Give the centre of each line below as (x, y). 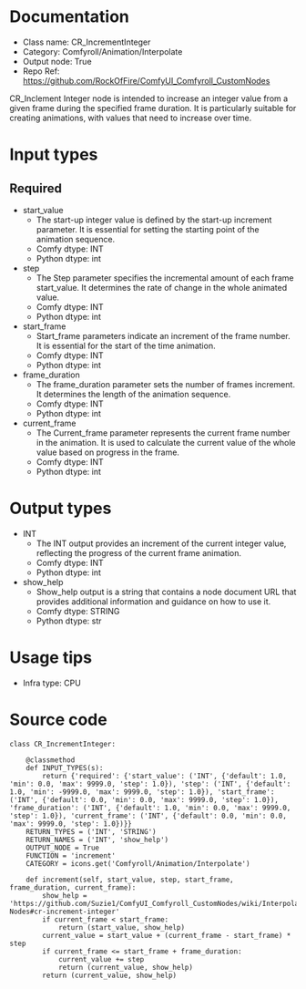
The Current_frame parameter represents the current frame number (163, 433)
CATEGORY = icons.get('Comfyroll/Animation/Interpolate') (138, 863)
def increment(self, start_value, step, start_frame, (130, 880)
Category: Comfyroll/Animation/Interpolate (102, 51)
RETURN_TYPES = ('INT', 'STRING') (91, 831)
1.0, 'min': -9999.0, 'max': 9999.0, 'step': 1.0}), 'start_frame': (142, 792)
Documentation (70, 17)
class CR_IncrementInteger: (63, 744)
